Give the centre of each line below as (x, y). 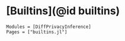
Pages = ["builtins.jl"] (37, 32)
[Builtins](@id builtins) (63, 11)
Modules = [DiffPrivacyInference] (49, 27)
